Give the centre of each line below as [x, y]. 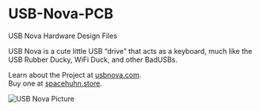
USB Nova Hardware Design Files [63, 36]
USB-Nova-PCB [61, 14]
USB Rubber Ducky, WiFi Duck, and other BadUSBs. [93, 59]
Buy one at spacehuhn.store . [55, 83]
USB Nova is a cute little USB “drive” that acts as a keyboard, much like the [130, 51]
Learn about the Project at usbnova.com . [75, 75]
